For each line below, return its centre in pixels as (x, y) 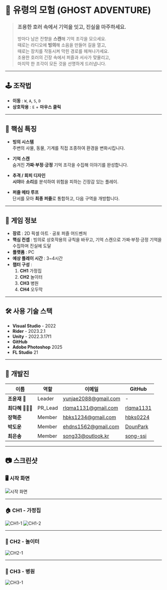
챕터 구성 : (22, 264)
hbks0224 (137, 417)
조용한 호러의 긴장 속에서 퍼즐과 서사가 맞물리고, (64, 57)
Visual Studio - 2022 (34, 326)
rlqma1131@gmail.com (90, 408)
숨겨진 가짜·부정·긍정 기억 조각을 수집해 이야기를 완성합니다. (70, 165)
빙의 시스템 (23, 142)
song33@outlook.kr (86, 436)
